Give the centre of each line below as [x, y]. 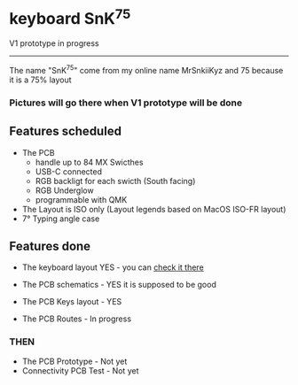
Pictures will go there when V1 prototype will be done [125, 103]
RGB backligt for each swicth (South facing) [115, 181]
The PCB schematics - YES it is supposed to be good [119, 285]
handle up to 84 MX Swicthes [89, 162]
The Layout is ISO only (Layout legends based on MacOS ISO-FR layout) [154, 209]
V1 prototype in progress [54, 43]
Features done [50, 246]
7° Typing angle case [61, 219]
